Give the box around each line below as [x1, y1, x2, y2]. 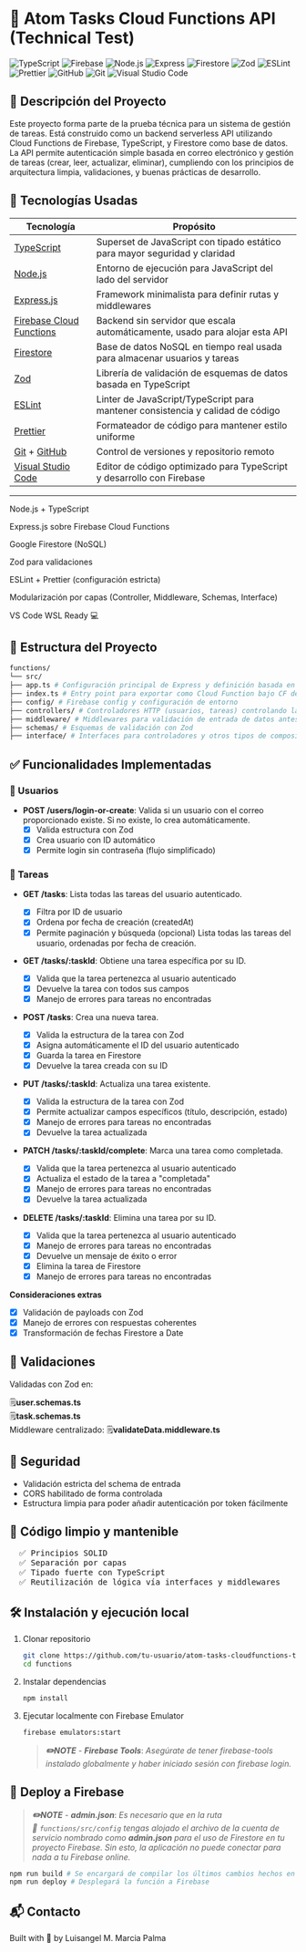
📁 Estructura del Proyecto [9, 639, 158, 655]
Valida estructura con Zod [36, 824, 134, 835]
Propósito [172, 220, 216, 232]
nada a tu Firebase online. [31, 1851, 131, 1863]
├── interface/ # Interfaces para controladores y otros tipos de [9, 731, 267, 741]
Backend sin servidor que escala [96, 314, 236, 326]
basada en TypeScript [96, 377, 191, 390]
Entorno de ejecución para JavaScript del [96, 262, 273, 274]
